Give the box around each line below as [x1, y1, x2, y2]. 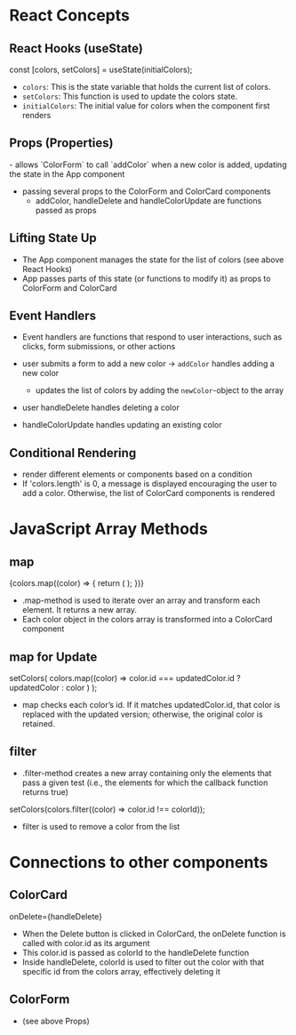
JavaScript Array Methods [9, 519, 209, 539]
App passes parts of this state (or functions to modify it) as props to [21, 273, 271, 284]
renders [21, 110, 52, 120]
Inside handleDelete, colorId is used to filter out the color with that [21, 957, 265, 967]
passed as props [35, 205, 97, 215]
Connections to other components [9, 853, 268, 872]
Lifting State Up [9, 230, 98, 245]
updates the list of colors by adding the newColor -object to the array [35, 385, 284, 396]
